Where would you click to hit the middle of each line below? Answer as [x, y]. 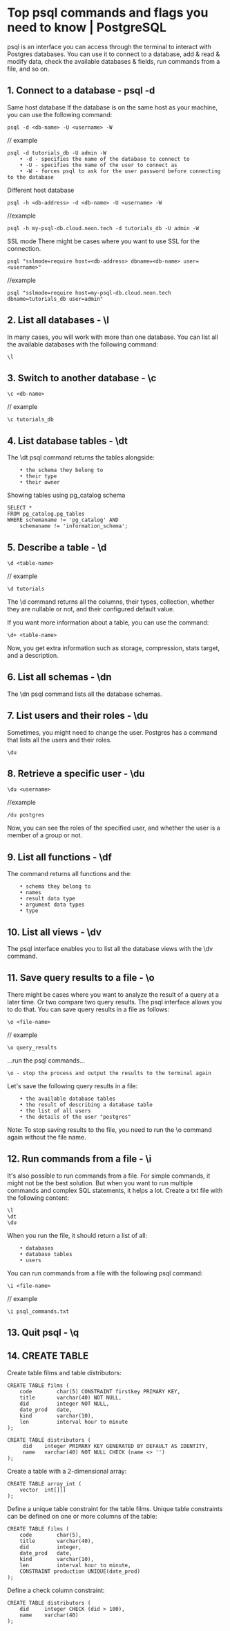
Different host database [41, 190]
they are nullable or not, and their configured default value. [91, 609]
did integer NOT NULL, [65, 1404]
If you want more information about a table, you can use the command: [108, 622]
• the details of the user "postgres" [75, 1117]
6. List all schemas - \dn [59, 677]
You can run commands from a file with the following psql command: [105, 1273]
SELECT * [20, 508]
